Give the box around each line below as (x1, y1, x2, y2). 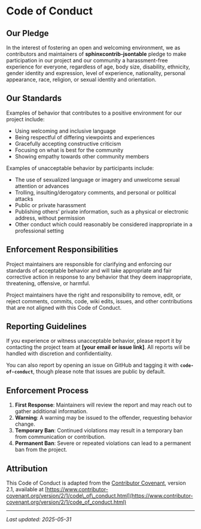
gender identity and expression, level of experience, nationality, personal (6, 70, 185, 76)
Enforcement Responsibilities (6, 244, 118, 255)
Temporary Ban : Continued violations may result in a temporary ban (14, 427, 184, 434)
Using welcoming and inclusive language (14, 127, 116, 135)
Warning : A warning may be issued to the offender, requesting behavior (14, 414, 193, 422)
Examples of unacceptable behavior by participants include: (6, 164, 154, 172)
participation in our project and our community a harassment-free (6, 57, 168, 64)
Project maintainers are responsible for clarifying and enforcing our (6, 260, 172, 268)
